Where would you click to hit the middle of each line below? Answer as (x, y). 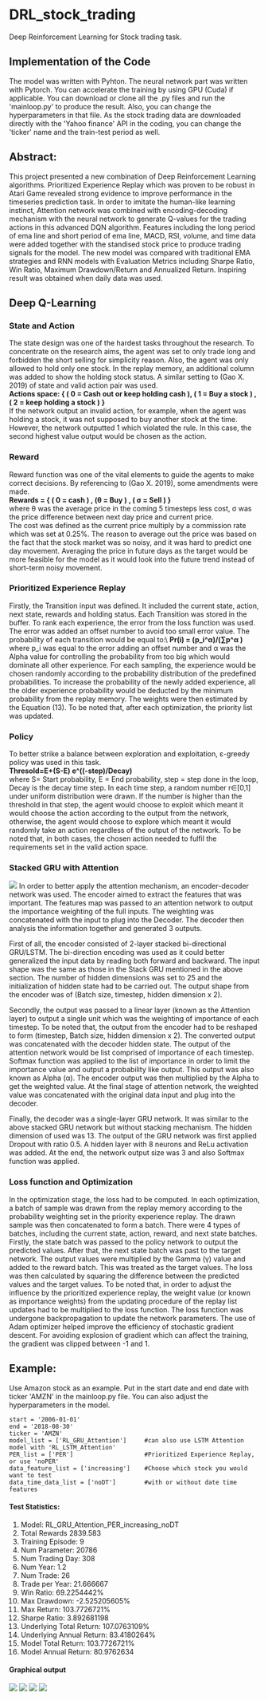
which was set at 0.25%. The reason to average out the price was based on (133, 534)
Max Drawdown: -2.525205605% (75, 1600)
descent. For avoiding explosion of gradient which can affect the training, (129, 1335)
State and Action (42, 325)
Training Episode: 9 (52, 1541)
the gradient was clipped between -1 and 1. (80, 1343)
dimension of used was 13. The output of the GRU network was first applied (133, 1136)
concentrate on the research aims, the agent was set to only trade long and (132, 352)
